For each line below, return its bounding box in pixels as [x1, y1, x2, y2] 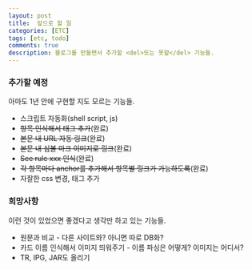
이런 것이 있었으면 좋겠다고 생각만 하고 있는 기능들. [8, 216, 166, 225]
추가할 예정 [8, 77, 49, 88]
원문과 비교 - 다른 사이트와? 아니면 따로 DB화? [19, 232, 164, 242]
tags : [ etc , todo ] [8, 34, 70, 42]
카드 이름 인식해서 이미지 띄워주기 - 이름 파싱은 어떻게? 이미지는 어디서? [19, 242, 244, 252]
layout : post [8, 11, 52, 20]
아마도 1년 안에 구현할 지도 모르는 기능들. [8, 97, 135, 107]
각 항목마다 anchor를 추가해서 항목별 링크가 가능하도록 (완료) [19, 163, 209, 173]
